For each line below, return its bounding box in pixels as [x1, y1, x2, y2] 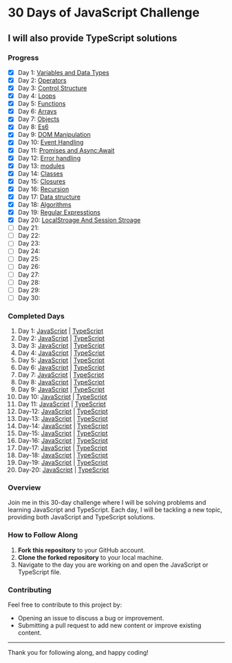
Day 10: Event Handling [17, 138, 84, 146]
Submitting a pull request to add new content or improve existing [17, 621, 202, 629]
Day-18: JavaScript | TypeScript [17, 451, 109, 459]
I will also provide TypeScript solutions [8, 32, 178, 44]
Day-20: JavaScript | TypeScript [17, 466, 109, 474]
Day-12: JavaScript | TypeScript [17, 407, 108, 415]
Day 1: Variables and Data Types [17, 68, 109, 76]
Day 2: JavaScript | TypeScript [17, 334, 105, 343]
